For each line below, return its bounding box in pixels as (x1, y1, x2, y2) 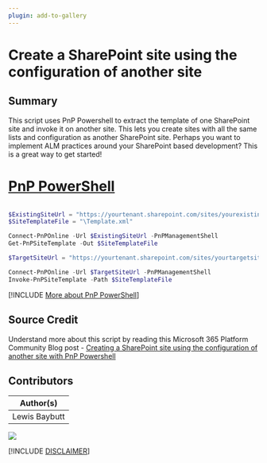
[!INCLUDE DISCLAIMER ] (8, 446, 91, 456)
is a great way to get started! (8, 149, 103, 159)
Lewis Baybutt (12, 411, 65, 422)
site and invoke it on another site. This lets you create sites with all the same (8, 124, 257, 134)
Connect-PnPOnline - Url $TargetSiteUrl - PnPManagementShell (8, 268, 212, 276)
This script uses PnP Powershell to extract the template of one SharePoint (8, 115, 250, 125)
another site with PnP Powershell (8, 351, 117, 360)
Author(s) (19, 398, 58, 409)
